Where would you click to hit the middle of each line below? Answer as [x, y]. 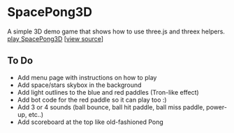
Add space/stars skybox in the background [79, 85]
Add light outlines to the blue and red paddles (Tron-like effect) [108, 92]
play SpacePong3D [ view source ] [55, 38]
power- [216, 107]
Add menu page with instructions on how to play [87, 77]
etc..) [36, 114]
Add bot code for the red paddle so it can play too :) [92, 100]
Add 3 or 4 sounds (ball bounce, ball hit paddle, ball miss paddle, [111, 107]
